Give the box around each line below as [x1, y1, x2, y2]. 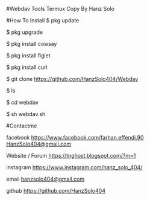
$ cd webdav [6, 99, 39, 106]
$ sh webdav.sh [6, 111, 46, 117]
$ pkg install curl [6, 63, 48, 71]
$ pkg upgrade [6, 28, 43, 36]
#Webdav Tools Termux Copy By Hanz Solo [6, 5, 114, 12]
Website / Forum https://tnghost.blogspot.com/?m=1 [6, 152, 136, 159]
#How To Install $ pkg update [6, 17, 80, 24]
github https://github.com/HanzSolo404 [6, 187, 105, 194]
